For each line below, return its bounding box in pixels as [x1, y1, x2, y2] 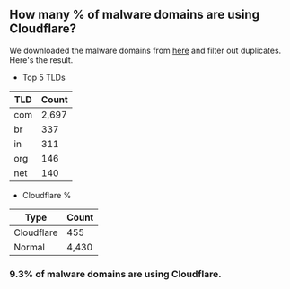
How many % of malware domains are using [9, 7, 260, 22]
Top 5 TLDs [22, 72, 66, 83]
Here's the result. [9, 54, 74, 66]
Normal [13, 241, 45, 253]
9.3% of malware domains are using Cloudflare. [9, 267, 222, 280]
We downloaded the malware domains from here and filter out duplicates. [9, 45, 282, 56]
